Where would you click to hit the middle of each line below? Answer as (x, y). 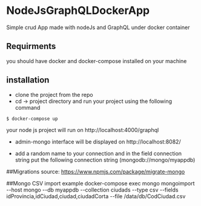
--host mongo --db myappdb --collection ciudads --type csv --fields (92, 190)
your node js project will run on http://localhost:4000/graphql (83, 130)
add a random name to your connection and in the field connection (98, 153)
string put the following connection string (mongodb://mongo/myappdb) (105, 160)
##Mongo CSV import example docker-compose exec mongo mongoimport (100, 183)
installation (28, 80)
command (28, 107)
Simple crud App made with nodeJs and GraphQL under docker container (98, 27)
